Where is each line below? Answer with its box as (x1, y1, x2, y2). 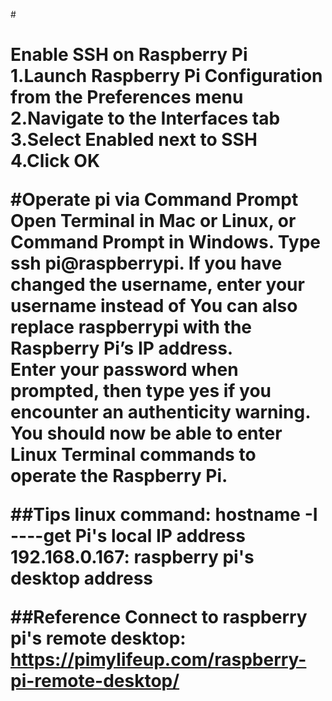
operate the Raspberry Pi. (10, 465, 228, 488)
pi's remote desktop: (10, 627, 187, 650)
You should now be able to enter (10, 422, 283, 445)
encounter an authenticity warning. (10, 401, 312, 424)
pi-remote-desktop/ (10, 670, 180, 693)
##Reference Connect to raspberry (10, 606, 308, 629)
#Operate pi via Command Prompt (10, 189, 299, 211)
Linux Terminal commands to (10, 444, 257, 466)
